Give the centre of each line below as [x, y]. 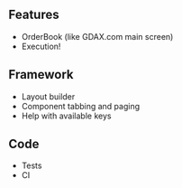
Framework [41, 75]
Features [34, 15]
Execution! [41, 46]
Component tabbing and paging [81, 106]
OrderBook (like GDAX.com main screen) [97, 36]
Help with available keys [66, 116]
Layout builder [48, 96]
